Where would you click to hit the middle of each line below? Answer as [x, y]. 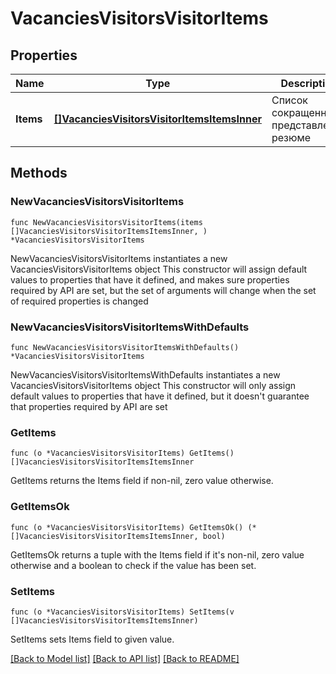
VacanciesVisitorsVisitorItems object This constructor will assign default [159, 269]
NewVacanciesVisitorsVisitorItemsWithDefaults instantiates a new [145, 374]
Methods [39, 173]
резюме [291, 137]
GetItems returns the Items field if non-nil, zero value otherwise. [142, 481]
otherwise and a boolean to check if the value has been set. [133, 565]
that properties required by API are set [89, 406]
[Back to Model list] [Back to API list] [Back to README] [125, 658]
